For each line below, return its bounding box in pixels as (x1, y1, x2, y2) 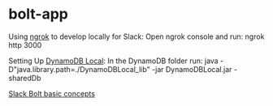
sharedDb (8, 73, 41, 83)
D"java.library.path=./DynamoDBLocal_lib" (8, 64, 150, 74)
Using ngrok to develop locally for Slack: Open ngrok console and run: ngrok (8, 32, 265, 41)
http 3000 (8, 40, 42, 49)
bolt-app (8, 5, 69, 23)
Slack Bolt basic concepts (8, 88, 96, 98)
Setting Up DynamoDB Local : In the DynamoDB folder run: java (8, 56, 219, 66)
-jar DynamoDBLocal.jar (151, 64, 232, 74)
